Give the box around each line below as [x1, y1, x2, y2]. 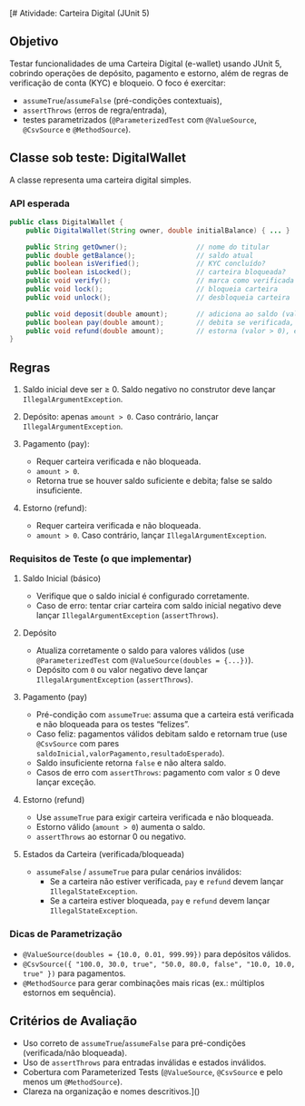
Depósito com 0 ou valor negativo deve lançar [35, 665, 209, 676]
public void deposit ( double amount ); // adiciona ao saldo [25, 309, 279, 319]
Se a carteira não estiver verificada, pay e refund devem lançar [49, 876, 284, 887]
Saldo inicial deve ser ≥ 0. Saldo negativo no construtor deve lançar [22, 384, 276, 395]
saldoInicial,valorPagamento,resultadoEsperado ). [35, 748, 225, 759]
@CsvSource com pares [35, 738, 120, 749]
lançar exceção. [35, 776, 97, 788]
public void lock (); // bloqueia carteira [25, 285, 279, 294]
